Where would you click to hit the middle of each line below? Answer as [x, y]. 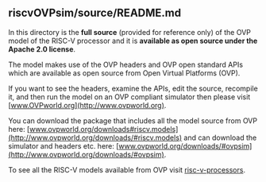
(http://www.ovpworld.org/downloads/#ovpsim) [86, 154]
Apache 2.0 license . [42, 49]
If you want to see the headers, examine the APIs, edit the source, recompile [133, 88]
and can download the [220, 137]
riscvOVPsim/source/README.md [94, 13]
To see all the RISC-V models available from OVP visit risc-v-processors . [127, 169]
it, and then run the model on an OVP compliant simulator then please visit [129, 97]
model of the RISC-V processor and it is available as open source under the [133, 41]
